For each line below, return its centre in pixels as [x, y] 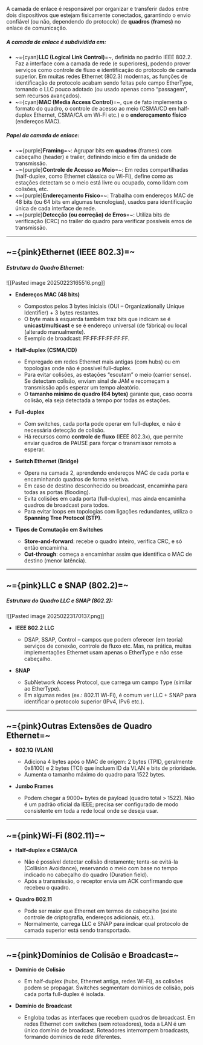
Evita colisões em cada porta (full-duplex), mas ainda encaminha [105, 499]
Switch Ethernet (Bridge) [47, 461]
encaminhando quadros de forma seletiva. [77, 480]
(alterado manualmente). [55, 332]
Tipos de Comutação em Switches [59, 530]
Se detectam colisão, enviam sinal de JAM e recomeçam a [97, 381]
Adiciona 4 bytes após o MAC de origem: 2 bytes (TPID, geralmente [108, 762]
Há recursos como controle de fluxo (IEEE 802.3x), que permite [104, 437]
